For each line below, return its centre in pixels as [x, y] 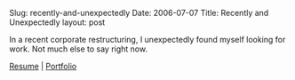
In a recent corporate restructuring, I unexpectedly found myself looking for [147, 40]
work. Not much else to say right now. [79, 49]
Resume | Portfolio [43, 66]
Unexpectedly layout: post [57, 22]
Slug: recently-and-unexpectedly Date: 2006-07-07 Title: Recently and [139, 13]
